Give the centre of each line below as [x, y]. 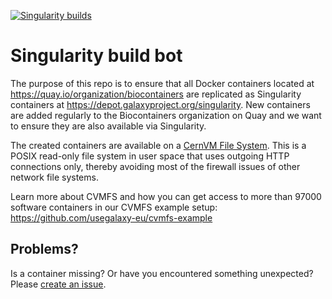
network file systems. [54, 177]
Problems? [44, 249]
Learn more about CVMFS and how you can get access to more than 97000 [166, 196]
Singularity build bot [96, 56]
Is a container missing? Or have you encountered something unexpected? [162, 273]
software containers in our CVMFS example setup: [114, 207]
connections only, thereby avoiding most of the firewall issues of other [155, 166]
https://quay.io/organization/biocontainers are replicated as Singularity [156, 94]
